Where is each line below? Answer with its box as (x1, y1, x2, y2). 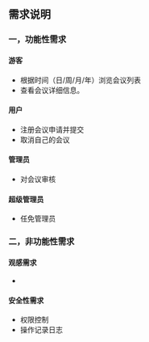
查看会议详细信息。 (19, 85, 85, 95)
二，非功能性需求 (8, 236, 75, 247)
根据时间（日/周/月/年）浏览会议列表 (19, 75, 141, 85)
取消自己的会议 (19, 134, 70, 144)
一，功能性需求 (8, 34, 67, 45)
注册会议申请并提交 (19, 125, 85, 134)
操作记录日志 (19, 325, 63, 335)
